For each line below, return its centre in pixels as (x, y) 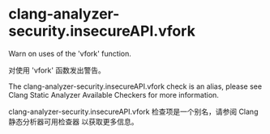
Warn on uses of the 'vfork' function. (70, 53)
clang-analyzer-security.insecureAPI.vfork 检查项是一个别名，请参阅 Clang (133, 111)
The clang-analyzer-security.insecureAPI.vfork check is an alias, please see (135, 86)
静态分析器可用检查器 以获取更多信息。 (73, 121)
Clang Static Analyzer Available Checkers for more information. (114, 94)
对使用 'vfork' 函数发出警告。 (57, 70)
